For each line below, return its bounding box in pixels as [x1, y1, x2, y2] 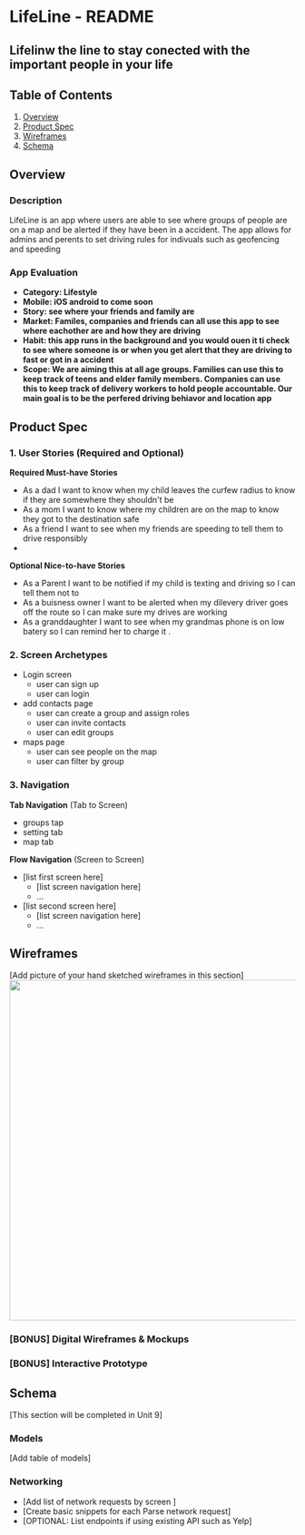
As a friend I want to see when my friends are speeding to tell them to [22, 524, 284, 535]
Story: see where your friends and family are [22, 306, 195, 317]
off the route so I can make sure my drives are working [22, 606, 228, 618]
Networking [9, 1475, 64, 1488]
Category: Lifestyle [22, 287, 98, 298]
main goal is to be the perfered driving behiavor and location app [22, 393, 272, 404]
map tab [22, 836, 54, 847]
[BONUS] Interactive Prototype [9, 1357, 148, 1370]
